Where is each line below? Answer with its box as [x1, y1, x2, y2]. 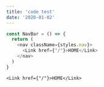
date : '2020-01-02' [6, 14, 55, 20]
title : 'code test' [6, 8, 55, 15]
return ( [11, 37, 34, 43]
